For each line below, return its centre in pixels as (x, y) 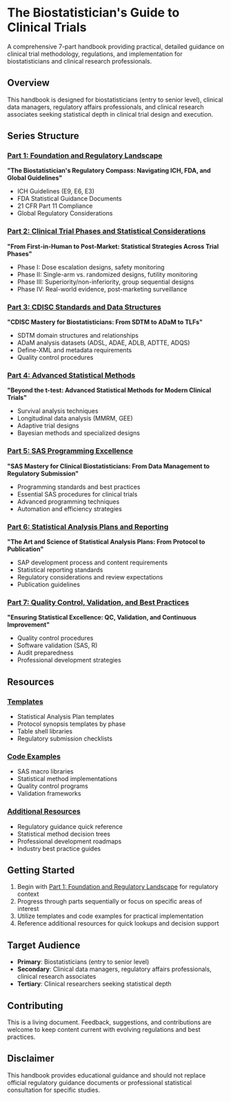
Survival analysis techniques (58, 411)
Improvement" (29, 625)
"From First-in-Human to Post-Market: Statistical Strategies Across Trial (113, 246)
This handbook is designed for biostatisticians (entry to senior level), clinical (115, 99)
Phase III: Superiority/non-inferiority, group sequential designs (106, 282)
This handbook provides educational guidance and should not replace (107, 1075)
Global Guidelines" (35, 178)
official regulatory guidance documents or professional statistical (99, 1082)
